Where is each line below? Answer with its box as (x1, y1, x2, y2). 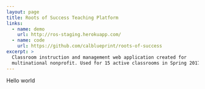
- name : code (12, 37, 45, 43)
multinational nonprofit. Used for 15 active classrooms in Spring (12, 60, 187, 66)
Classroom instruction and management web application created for (12, 54, 187, 60)
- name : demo (12, 26, 45, 32)
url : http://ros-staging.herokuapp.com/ (17, 32, 121, 38)
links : (6, 20, 23, 26)
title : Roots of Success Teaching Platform (6, 15, 119, 21)
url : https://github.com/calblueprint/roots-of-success (17, 43, 163, 49)
